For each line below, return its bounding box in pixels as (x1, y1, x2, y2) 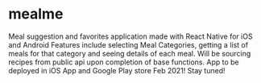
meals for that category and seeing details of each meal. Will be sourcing (8, 48, 251, 58)
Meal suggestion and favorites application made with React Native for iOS (8, 31, 253, 41)
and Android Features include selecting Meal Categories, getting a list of (8, 39, 248, 49)
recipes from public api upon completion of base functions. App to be (8, 57, 239, 67)
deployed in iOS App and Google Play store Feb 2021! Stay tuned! (8, 65, 226, 75)
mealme (8, 5, 64, 23)
